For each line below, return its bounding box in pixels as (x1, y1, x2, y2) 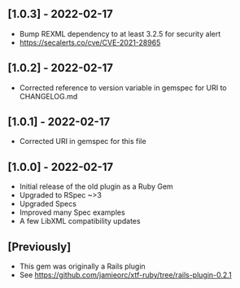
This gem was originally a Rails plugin (19, 261, 146, 272)
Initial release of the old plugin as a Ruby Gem (19, 181, 174, 191)
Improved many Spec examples (19, 207, 125, 217)
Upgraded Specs (19, 199, 76, 209)
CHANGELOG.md (19, 91, 78, 101)
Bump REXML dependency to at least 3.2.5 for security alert (19, 28, 221, 38)
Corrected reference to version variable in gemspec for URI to (19, 82, 227, 93)
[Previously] (7, 240, 72, 254)
